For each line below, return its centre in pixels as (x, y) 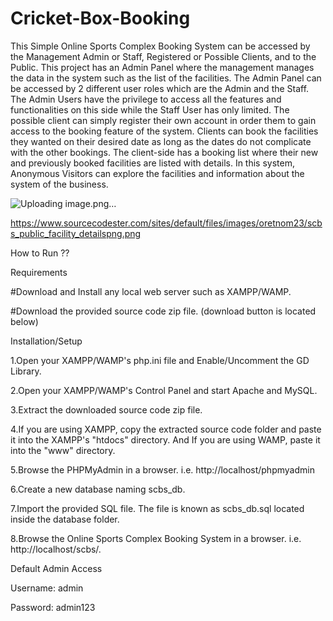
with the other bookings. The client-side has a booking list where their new (164, 152)
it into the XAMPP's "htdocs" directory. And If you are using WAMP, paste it (165, 439)
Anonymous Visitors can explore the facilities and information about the (157, 173)
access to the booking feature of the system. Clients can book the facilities (164, 131)
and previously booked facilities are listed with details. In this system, (152, 163)
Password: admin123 (53, 607)
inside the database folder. (65, 519)
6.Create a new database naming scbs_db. (98, 489)
